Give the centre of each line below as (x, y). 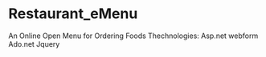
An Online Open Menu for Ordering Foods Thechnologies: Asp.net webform (133, 36)
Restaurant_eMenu (73, 14)
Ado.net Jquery (34, 44)
